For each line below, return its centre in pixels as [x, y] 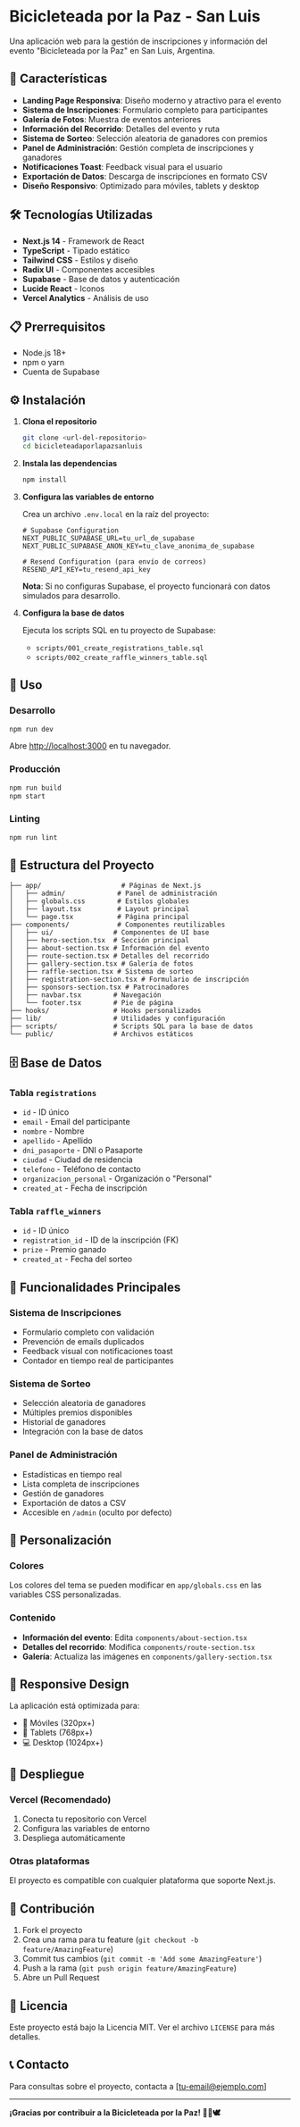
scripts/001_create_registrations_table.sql [120, 648]
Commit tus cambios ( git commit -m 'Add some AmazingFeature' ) [142, 1959]
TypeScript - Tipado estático [76, 250]
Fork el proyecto [52, 1930]
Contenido [33, 1618]
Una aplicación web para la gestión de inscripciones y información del [138, 41]
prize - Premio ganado [64, 1250]
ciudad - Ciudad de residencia [77, 1160]
